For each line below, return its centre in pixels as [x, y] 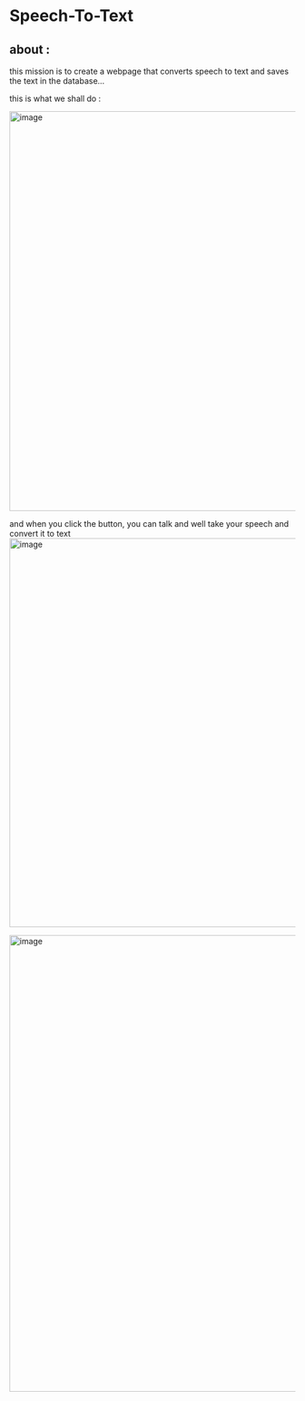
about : [30, 50]
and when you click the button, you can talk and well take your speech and [149, 524]
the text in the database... [57, 81]
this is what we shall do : [55, 98]
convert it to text [40, 534]
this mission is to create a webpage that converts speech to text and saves [149, 71]
